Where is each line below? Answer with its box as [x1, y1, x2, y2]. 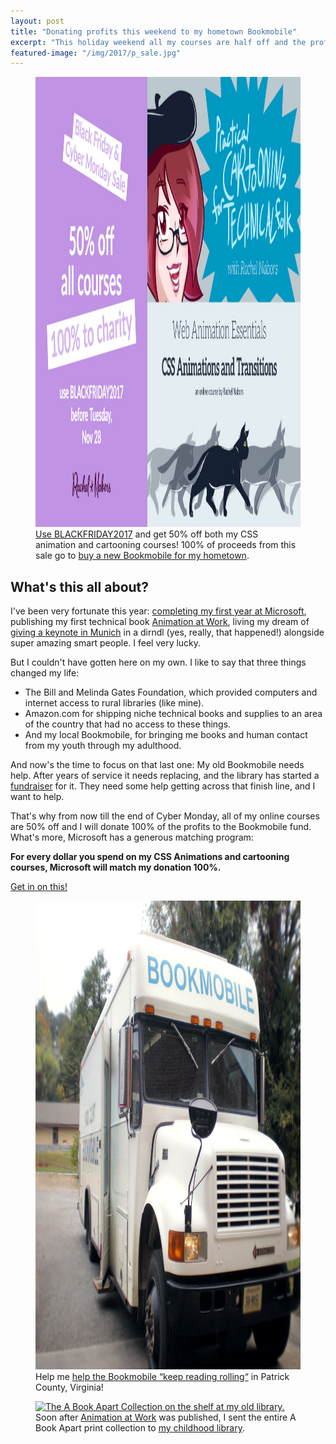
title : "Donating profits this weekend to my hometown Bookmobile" [10, 26, 298, 37]
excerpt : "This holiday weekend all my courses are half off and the [10, 37, 307, 47]
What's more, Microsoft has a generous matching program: [10, 831, 254, 844]
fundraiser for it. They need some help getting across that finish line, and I [10, 780, 316, 792]
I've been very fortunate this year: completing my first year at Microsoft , [10, 605, 307, 617]
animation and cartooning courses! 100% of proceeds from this [35, 539, 297, 551]
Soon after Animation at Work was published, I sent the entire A [35, 1411, 297, 1424]
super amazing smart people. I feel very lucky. [10, 637, 202, 649]
